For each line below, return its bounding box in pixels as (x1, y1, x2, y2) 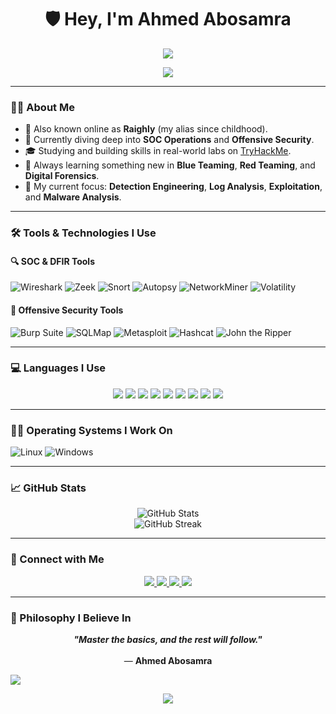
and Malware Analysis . (24, 191, 122, 203)
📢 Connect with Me (10, 552, 105, 566)
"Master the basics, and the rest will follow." (73, 634, 263, 646)
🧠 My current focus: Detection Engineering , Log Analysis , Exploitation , (24, 181, 323, 193)
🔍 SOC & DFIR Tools (10, 255, 95, 267)
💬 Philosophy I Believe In (10, 611, 132, 625)
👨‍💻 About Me (10, 100, 75, 114)
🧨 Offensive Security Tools (10, 304, 124, 316)
